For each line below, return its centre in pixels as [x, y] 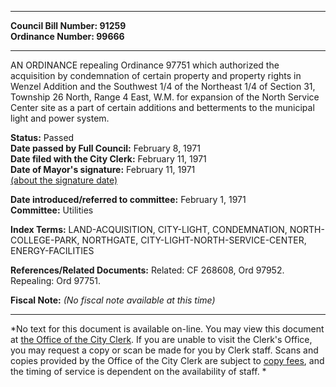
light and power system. [60, 118]
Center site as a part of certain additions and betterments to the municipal [162, 107]
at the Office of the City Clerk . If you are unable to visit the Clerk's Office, [161, 339]
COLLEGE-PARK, [45, 240]
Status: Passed [42, 137]
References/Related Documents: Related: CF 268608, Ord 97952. [147, 270]
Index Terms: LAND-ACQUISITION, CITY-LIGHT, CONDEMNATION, [149, 229]
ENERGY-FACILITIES [52, 250]
